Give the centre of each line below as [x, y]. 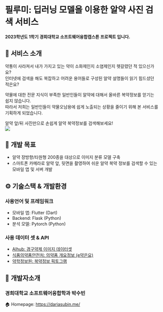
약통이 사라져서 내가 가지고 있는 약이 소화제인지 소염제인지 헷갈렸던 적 [71, 66]
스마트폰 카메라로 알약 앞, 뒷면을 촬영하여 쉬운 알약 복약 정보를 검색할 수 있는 [85, 164]
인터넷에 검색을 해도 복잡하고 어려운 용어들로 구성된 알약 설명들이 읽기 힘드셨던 [80, 78]
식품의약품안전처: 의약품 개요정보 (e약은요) [53, 255]
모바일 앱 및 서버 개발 [32, 169]
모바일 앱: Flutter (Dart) [35, 213]
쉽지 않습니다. [18, 100]
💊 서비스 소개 [24, 54]
